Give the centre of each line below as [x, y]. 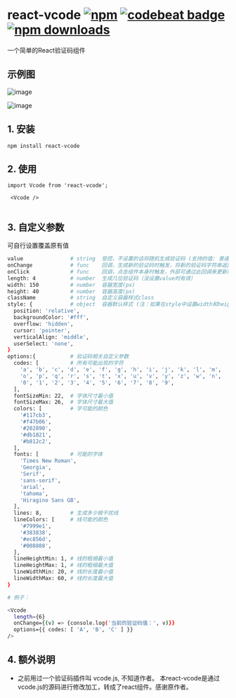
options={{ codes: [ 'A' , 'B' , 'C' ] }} [73, 630]
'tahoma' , [34, 494]
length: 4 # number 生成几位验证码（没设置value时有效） [101, 278]
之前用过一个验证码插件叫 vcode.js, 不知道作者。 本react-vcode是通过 [118, 678]
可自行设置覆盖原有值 [38, 246]
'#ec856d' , [36, 539]
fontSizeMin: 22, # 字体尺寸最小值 [64, 396]
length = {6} [29, 617]
